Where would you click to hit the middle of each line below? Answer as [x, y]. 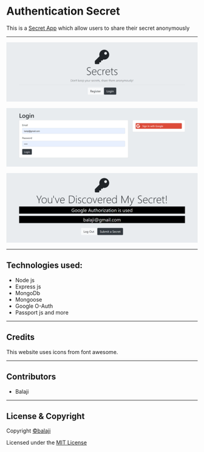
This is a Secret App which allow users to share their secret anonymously [98, 28]
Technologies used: [45, 266]
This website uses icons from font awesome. [62, 352]
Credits [21, 337]
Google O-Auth [34, 306]
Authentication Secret [63, 11]
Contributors [31, 377]
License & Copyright [46, 416]
